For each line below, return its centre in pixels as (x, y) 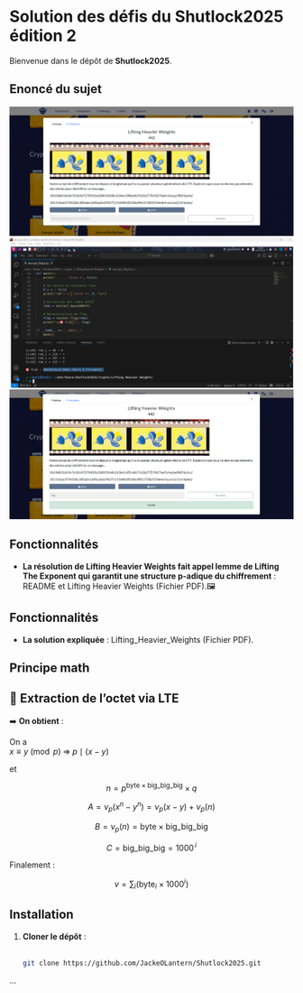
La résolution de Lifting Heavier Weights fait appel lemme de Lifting (151, 566)
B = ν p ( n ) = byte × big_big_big (151, 827)
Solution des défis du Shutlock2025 (147, 17)
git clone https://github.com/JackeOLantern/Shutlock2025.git (142, 963)
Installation (41, 915)
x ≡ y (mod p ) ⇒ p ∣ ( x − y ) (60, 751)
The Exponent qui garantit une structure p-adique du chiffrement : (149, 576)
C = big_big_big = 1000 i (151, 847)
